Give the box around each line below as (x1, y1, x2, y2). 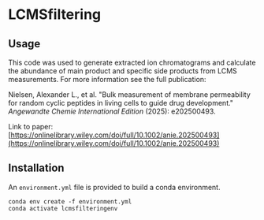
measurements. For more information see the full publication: (8, 75, 206, 84)
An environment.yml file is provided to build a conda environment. (8, 182, 221, 192)
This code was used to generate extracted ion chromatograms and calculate (8, 58, 256, 67)
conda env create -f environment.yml (8, 197, 132, 206)
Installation (8, 162, 65, 175)
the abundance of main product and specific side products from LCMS (8, 66, 238, 76)
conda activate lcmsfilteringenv (8, 204, 118, 212)
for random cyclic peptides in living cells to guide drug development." (8, 99, 234, 107)
